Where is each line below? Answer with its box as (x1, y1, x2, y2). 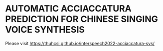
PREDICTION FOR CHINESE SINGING (5, 13, 159, 25)
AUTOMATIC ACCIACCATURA (5, 3, 132, 14)
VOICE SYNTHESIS (5, 24, 85, 35)
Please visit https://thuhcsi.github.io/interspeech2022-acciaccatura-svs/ (5, 40, 155, 46)
